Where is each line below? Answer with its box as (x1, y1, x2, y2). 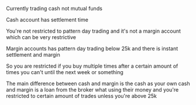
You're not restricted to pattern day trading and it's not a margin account (6, 27, 181, 34)
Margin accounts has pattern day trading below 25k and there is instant (6, 45, 178, 52)
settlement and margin (6, 51, 60, 58)
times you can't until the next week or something (6, 69, 124, 75)
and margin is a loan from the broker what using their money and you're (6, 86, 179, 93)
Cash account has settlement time (6, 16, 89, 23)
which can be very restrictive (6, 34, 76, 40)
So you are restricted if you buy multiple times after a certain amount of (6, 62, 178, 69)
